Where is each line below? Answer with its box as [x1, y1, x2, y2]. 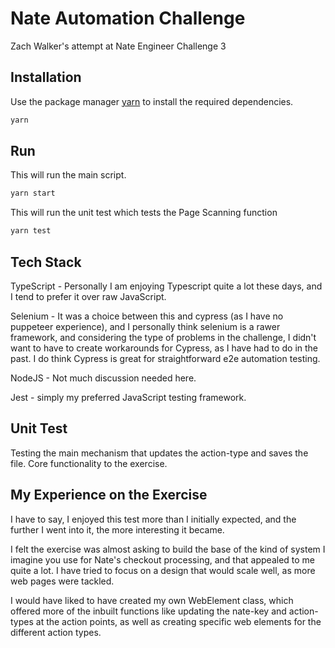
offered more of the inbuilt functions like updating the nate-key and [10, 605, 287, 617]
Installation [10, 69, 82, 86]
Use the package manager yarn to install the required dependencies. [10, 95, 294, 107]
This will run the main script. [10, 169, 127, 181]
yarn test [10, 226, 52, 236]
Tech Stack [10, 253, 82, 271]
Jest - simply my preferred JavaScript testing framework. [10, 392, 247, 403]
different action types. [10, 626, 102, 638]
